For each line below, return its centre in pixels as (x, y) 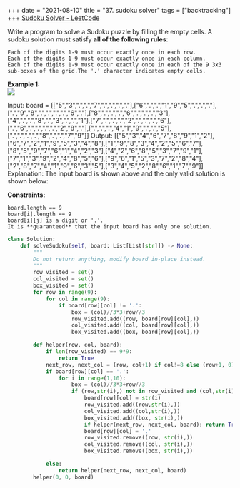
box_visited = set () (64, 286)
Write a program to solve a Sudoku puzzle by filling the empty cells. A (110, 32)
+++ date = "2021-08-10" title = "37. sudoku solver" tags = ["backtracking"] (119, 10)
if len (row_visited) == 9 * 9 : (89, 352)
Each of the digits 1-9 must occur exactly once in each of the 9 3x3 (115, 65)
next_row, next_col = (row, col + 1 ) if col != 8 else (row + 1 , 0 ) (140, 365)
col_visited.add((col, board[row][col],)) (135, 325)
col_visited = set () (64, 279)
